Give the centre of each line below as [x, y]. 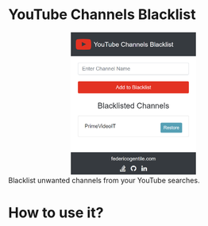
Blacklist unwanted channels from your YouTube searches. [104, 181]
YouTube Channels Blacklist [102, 15]
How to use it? [56, 213]
